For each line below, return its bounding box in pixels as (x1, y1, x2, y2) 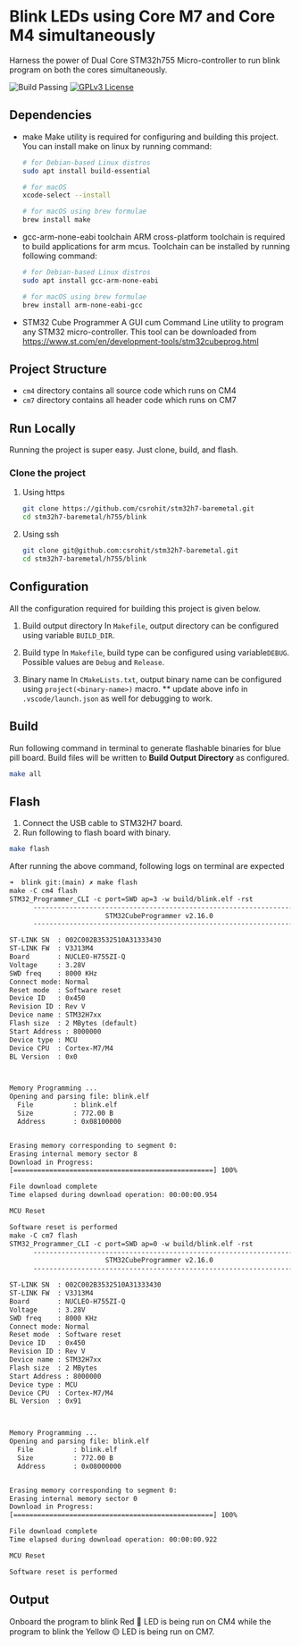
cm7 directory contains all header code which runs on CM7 (21, 395, 237, 406)
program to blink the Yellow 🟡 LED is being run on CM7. (9, 1625, 215, 1637)
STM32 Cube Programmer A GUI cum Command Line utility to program (21, 317, 284, 327)
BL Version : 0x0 (9, 1052, 78, 1061)
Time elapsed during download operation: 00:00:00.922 (9, 1535, 218, 1544)
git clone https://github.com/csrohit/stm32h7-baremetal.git (21, 504, 255, 513)
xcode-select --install (21, 190, 112, 200)
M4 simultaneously (9, 25, 156, 46)
